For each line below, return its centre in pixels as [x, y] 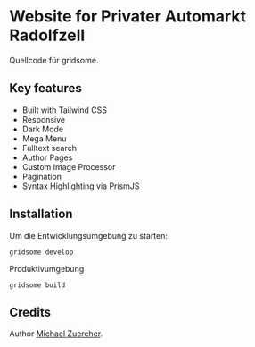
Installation [41, 214]
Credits [30, 312]
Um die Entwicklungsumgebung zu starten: [88, 235]
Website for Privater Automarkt [128, 17]
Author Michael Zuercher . [56, 334]
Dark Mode [43, 129]
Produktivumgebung [47, 268]
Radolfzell [47, 35]
